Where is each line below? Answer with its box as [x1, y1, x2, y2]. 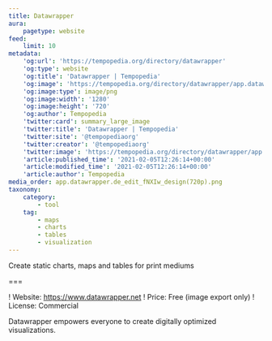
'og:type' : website [23, 65, 89, 73]
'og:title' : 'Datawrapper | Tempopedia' [23, 72, 161, 80]
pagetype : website [23, 27, 85, 35]
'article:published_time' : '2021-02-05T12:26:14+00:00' [23, 155, 216, 163]
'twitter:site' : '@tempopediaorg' [23, 132, 139, 140]
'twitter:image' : [23, 148, 82, 156]
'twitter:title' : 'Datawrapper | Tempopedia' [23, 125, 180, 133]
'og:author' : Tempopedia [23, 110, 107, 119]
